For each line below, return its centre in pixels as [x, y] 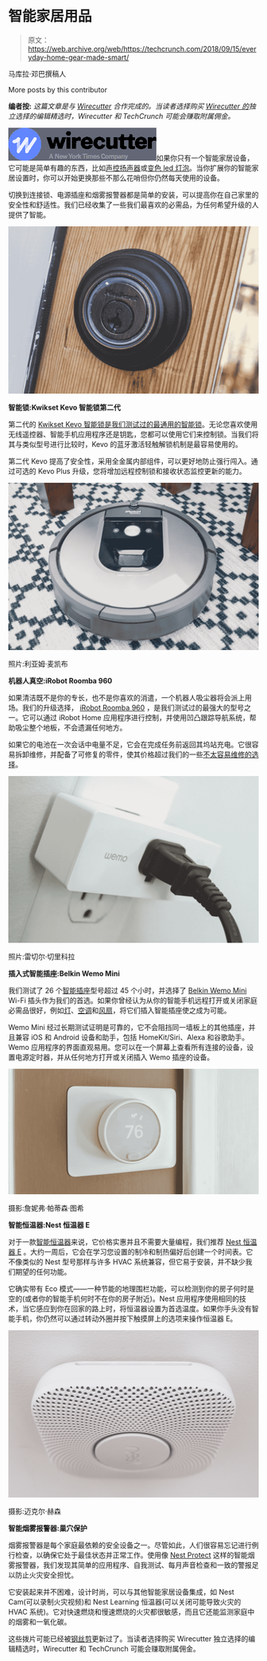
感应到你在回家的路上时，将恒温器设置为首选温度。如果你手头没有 [143, 1308]
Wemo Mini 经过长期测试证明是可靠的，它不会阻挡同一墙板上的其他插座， [128, 1027]
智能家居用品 [50, 16]
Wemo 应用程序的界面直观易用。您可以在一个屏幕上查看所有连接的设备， [128, 1047]
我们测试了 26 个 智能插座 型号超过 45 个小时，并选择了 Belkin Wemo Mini [128, 990]
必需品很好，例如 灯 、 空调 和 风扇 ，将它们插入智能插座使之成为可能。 [120, 1010]
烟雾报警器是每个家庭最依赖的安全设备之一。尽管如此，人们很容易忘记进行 [130, 1545]
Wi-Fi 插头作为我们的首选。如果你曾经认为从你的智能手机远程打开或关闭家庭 [133, 1000]
